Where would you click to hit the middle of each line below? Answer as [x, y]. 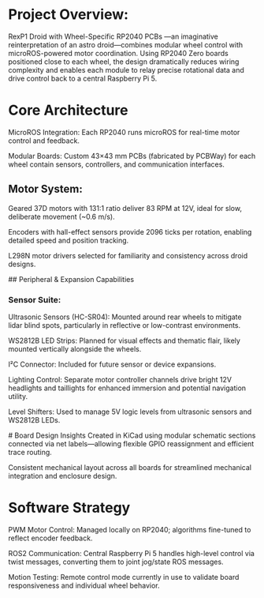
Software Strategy [69, 508]
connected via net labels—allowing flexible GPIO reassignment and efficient [131, 443]
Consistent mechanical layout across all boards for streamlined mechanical [130, 467]
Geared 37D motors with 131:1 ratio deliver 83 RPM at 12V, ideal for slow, [125, 208]
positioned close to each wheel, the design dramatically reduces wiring [124, 62]
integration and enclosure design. [63, 476]
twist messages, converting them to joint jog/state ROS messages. [116, 562]
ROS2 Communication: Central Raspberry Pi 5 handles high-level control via [131, 553]
